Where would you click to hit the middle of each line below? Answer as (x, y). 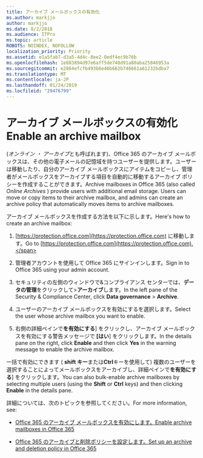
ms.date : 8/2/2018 (29, 29)
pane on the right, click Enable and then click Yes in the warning (96, 343)
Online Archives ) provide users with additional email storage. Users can (96, 191)
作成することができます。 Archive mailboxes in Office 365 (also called (108, 184)
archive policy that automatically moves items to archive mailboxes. (90, 203)
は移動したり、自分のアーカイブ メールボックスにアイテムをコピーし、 (94, 169)
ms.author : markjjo (31, 18)
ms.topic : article (29, 40)
